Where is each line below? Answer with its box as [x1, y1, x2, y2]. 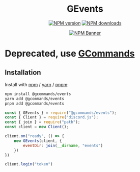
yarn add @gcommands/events [5, 96, 65, 101]
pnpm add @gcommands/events [5, 101, 65, 106]
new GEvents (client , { [14, 138, 62, 143]
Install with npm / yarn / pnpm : [5, 81, 69, 87]
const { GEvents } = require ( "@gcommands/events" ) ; [5, 110, 117, 115]
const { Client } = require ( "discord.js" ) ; [5, 115, 99, 120]
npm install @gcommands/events [5, 91, 71, 96]
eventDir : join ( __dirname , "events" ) [23, 143, 103, 148]
